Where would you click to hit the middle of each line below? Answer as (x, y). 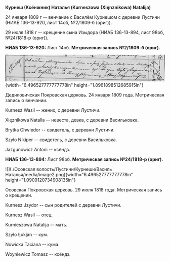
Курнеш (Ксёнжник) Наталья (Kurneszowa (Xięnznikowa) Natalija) (78, 7)
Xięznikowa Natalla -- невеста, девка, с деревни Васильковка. (72, 120)
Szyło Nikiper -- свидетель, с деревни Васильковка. (61, 140)
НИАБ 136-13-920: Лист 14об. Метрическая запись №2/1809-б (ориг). (83, 47)
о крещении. (19, 195)
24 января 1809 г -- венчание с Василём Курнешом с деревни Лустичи (83, 17)
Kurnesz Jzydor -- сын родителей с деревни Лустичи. (63, 205)
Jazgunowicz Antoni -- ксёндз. (38, 150)
